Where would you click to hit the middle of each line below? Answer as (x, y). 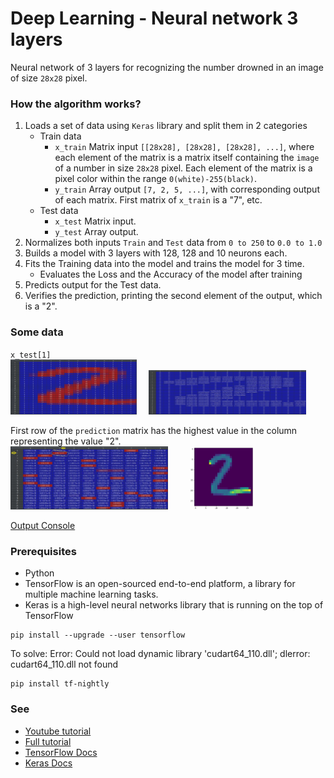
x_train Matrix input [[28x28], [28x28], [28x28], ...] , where (184, 147)
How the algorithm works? (76, 104)
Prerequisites (43, 551)
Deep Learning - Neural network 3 (154, 18)
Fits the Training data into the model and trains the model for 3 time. (164, 264)
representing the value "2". (66, 441)
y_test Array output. (96, 232)
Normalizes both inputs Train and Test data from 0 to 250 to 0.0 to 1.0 (173, 243)
